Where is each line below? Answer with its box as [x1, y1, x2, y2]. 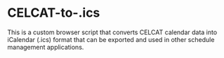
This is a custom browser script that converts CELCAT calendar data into [7, 28, 218, 36]
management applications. [7, 43, 84, 51]
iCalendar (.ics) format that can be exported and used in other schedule [7, 35, 215, 43]
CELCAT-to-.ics [7, 5, 100, 21]
